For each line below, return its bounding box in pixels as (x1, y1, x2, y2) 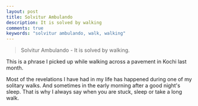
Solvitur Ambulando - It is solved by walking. (20, 47, 130, 54)
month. (6, 64, 24, 71)
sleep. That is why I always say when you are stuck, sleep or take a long (6, 88, 183, 95)
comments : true (6, 25, 44, 31)
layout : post (6, 8, 39, 15)
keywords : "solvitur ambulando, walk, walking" (6, 31, 126, 37)
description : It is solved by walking (6, 19, 102, 25)
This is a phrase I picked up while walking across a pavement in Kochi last (6, 58, 187, 65)
